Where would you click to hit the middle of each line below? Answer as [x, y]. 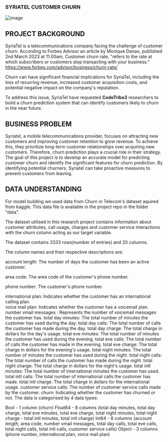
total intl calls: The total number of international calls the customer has [78, 376]
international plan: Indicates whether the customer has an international [78, 296]
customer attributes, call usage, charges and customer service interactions [83, 227]
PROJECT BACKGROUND [45, 34]
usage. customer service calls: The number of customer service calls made [83, 387]
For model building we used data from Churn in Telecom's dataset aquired [82, 201]
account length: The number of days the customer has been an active [77, 261]
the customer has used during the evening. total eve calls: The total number [83, 339]
